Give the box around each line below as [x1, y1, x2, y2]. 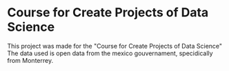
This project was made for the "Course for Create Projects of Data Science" [7, 42, 223, 50]
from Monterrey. [7, 56, 54, 64]
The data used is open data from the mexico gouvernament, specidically [7, 49, 213, 57]
